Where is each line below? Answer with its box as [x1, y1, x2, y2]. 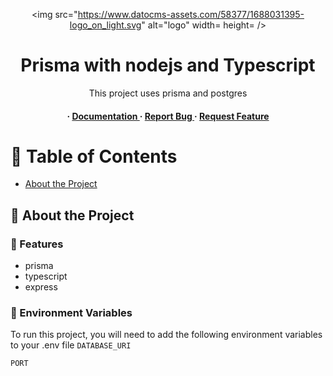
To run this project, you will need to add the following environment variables [10, 329, 323, 341]
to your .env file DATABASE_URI [10, 339, 132, 351]
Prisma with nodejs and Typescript [20, 54, 316, 77]
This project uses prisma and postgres [88, 87, 248, 99]
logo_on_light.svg [69, 19, 142, 31]
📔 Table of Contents [10, 145, 178, 168]
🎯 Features [10, 237, 64, 251]
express [24, 281, 58, 293]
